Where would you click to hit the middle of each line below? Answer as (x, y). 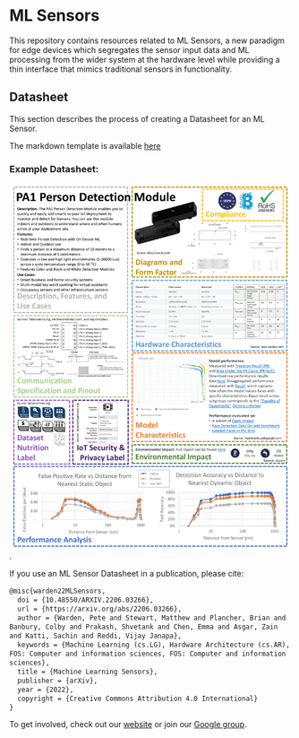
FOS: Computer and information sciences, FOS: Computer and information (148, 654)
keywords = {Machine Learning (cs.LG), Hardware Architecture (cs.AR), (154, 645)
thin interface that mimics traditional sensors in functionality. (121, 69)
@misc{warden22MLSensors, (57, 591)
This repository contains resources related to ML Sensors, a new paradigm (147, 40)
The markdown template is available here (85, 145)
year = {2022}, (46, 690)
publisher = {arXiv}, (58, 681)
